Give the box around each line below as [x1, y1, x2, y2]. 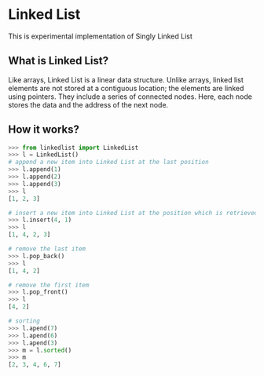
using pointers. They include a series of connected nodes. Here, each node [8, 92, 253, 101]
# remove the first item [8, 281, 90, 289]
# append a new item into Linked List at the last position [8, 159, 210, 166]
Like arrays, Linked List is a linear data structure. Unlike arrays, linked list [8, 75, 244, 84]
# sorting [8, 317, 41, 325]
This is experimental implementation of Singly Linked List [8, 31, 192, 41]
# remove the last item [8, 245, 86, 253]
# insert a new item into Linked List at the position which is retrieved [8, 209, 258, 217]
